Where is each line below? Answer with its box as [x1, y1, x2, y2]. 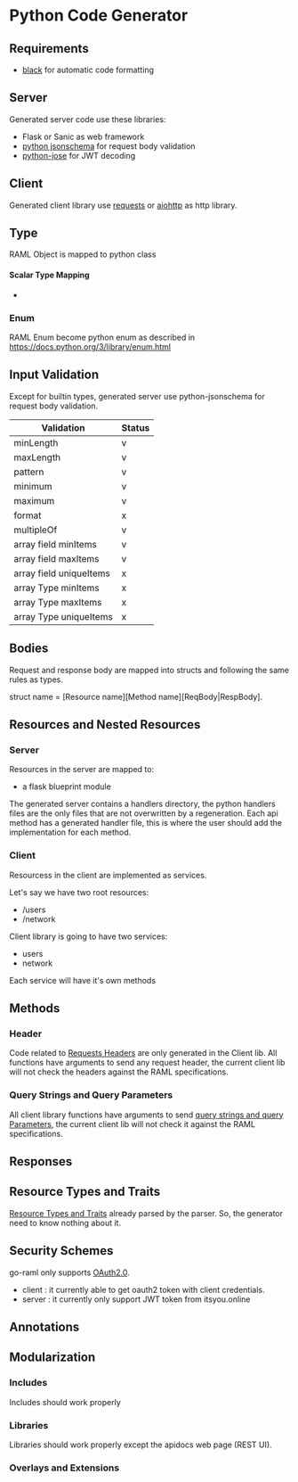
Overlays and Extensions [9, 1461, 120, 1474]
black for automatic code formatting [21, 64, 154, 75]
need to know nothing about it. [9, 1217, 122, 1228]
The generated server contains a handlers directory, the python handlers [9, 799, 276, 810]
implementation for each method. [9, 827, 132, 838]
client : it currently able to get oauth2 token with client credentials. [21, 1284, 265, 1295]
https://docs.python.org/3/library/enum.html [9, 341, 172, 352]
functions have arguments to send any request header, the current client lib [9, 1058, 286, 1068]
